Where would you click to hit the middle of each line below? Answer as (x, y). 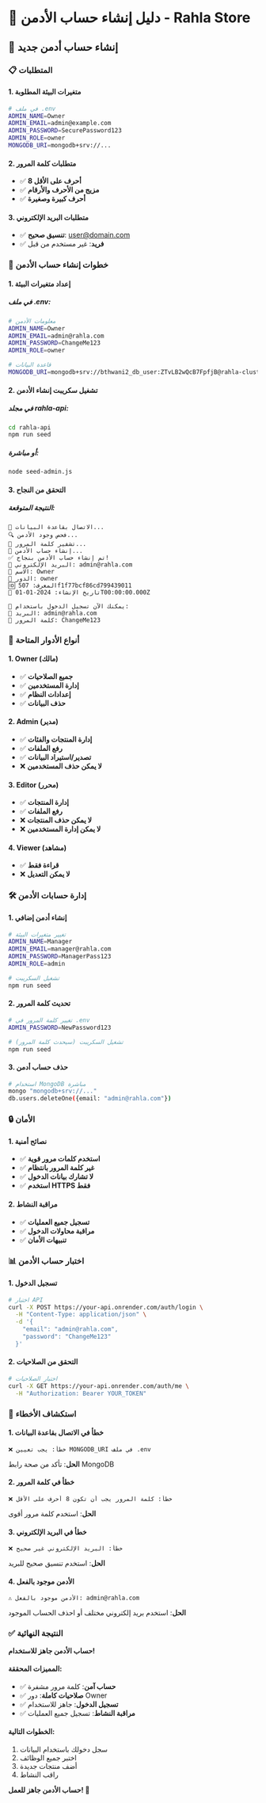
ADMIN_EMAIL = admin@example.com (60, 124)
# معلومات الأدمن (32, 321)
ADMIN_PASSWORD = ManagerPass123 (60, 957)
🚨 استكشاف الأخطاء (42, 1413)
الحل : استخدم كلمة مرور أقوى (52, 1513)
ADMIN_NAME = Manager (40, 942)
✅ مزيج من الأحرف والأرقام (59, 190)
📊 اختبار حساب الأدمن (46, 1261)
